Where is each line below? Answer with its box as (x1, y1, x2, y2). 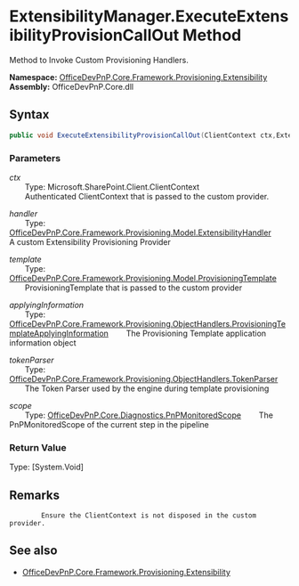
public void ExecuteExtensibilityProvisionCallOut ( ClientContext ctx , (9, 131, 277, 140)
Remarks (9, 487, 61, 502)
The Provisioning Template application (125, 328, 267, 338)
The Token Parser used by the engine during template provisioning (25, 383, 270, 394)
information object (9, 337, 77, 348)
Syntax (9, 107, 50, 122)
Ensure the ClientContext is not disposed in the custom (41, 511, 256, 520)
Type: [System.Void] (9, 461, 85, 473)
